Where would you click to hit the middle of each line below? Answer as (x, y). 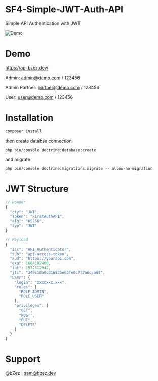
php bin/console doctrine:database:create (51, 150)
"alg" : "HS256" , (27, 221)
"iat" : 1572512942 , (30, 268)
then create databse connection (38, 141)
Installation (29, 118)
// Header (16, 202)
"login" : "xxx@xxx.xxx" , (41, 282)
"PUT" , (26, 320)
